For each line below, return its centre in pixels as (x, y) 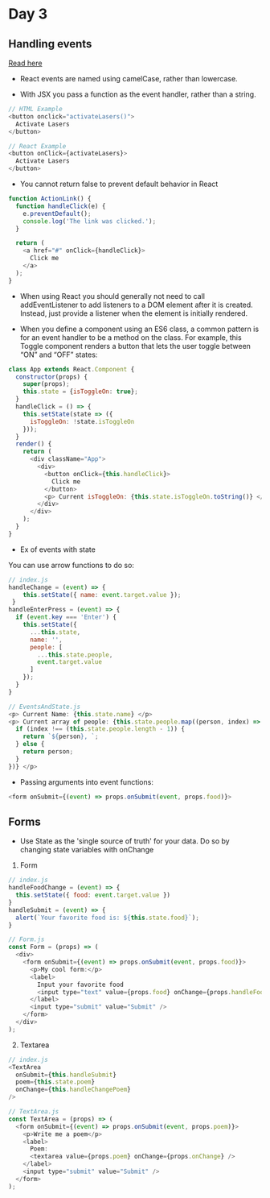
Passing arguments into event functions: (87, 781)
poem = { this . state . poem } (55, 1082)
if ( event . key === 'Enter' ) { (66, 617)
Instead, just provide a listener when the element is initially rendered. (134, 313)
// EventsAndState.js (45, 707)
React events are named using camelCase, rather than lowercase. (129, 79)
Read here (25, 63)
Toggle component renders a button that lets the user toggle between (135, 346)
